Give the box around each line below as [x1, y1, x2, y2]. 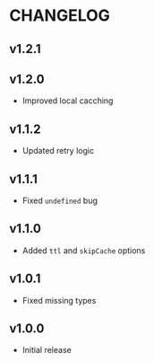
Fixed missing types [21, 295, 97, 305]
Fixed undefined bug [21, 195, 98, 207]
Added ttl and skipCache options [21, 244, 146, 256]
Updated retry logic [21, 146, 95, 156]
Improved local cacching [21, 95, 114, 106]
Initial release [21, 345, 72, 356]
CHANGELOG [9, 5, 110, 26]
